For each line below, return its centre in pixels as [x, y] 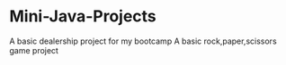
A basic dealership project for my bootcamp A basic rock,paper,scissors [143, 41]
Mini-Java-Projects [83, 16]
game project [34, 50]
